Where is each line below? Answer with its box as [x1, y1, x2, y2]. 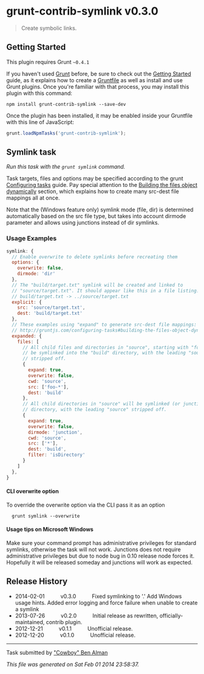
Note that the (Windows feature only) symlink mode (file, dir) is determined [6, 206, 194, 214]
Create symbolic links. [21, 24, 77, 32]
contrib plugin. [46, 618, 83, 625]
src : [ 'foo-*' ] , [28, 384, 69, 390]
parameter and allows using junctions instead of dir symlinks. [6, 219, 160, 226]
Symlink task [6, 147, 56, 158]
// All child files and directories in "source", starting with [22, 344, 189, 351]
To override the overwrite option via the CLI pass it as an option [6, 501, 165, 508]
